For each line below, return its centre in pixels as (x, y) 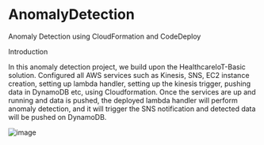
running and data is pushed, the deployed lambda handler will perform (123, 100)
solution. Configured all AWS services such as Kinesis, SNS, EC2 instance (129, 75)
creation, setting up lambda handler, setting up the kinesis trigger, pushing (130, 84)
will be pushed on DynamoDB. (57, 117)
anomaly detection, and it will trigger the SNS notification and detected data (132, 109)
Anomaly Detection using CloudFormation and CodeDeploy (105, 36)
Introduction (28, 51)
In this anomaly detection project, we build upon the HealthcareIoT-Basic (127, 67)
